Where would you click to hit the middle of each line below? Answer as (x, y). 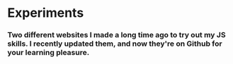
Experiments (46, 13)
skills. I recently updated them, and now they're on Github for (115, 44)
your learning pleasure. (49, 53)
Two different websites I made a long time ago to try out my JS (116, 35)
